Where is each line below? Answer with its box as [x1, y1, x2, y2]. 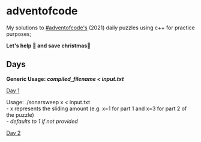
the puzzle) [6, 111, 34, 118]
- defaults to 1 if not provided [6, 117, 78, 125]
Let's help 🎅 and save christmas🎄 [6, 42, 91, 49]
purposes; [6, 30, 32, 37]
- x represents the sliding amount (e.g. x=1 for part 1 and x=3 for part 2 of [6, 105, 187, 112]
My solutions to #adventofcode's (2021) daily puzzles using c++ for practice [6, 24, 195, 31]
